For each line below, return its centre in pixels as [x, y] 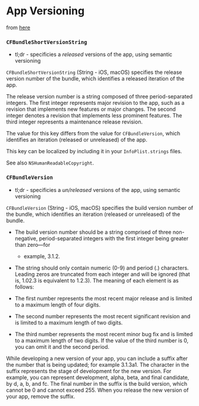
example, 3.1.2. [42, 256]
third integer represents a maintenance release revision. [75, 122]
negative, [26, 238]
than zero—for [32, 244]
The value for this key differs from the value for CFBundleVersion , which [93, 134]
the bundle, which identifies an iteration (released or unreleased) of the [93, 214]
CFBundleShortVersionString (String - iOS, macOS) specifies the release [94, 72]
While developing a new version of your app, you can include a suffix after [97, 358]
